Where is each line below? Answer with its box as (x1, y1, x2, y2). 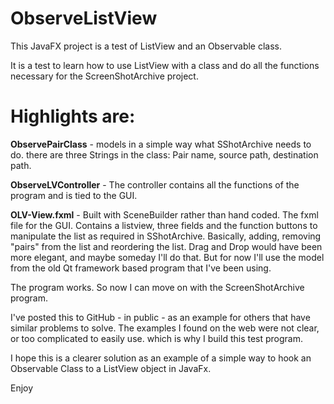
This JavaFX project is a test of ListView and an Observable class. (10, 40, 283, 52)
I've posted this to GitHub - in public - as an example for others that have (10, 311, 311, 323)
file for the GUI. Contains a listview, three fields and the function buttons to (10, 219, 318, 231)
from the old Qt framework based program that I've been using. (10, 262, 272, 274)
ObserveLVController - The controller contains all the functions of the (10, 178, 300, 191)
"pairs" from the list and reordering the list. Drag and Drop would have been (10, 240, 323, 252)
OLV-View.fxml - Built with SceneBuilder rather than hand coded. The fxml (10, 208, 319, 221)
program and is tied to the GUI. (10, 189, 138, 201)
